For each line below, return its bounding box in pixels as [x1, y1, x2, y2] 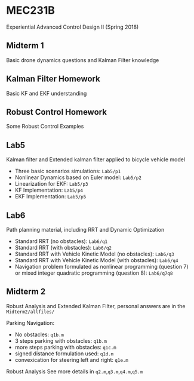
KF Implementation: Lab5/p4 [14, 186, 84, 194]
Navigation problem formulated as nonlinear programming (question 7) [14, 263, 189, 270]
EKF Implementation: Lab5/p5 [14, 193, 87, 200]
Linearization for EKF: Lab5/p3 [14, 180, 88, 188]
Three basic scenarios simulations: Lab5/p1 [14, 168, 121, 175]
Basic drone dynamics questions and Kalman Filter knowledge [6, 56, 159, 63]
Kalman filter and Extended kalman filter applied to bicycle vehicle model [6, 156, 186, 163]
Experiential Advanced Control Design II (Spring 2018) [6, 23, 139, 30]
